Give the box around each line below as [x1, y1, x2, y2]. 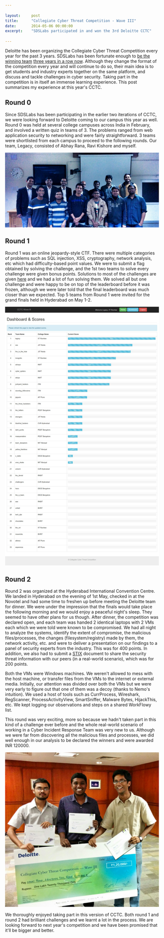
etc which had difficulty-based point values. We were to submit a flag [5, 260, 145, 266]
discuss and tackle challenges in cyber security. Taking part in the [5, 74, 138, 79]
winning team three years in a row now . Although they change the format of [5, 58, 157, 64]
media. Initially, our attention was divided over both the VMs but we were [5, 681, 152, 687]
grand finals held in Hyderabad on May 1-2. [5, 297, 92, 303]
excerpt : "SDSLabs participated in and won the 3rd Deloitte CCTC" [5, 28, 152, 34]
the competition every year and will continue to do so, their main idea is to [5, 64, 154, 69]
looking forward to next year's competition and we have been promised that [5, 922, 158, 928]
